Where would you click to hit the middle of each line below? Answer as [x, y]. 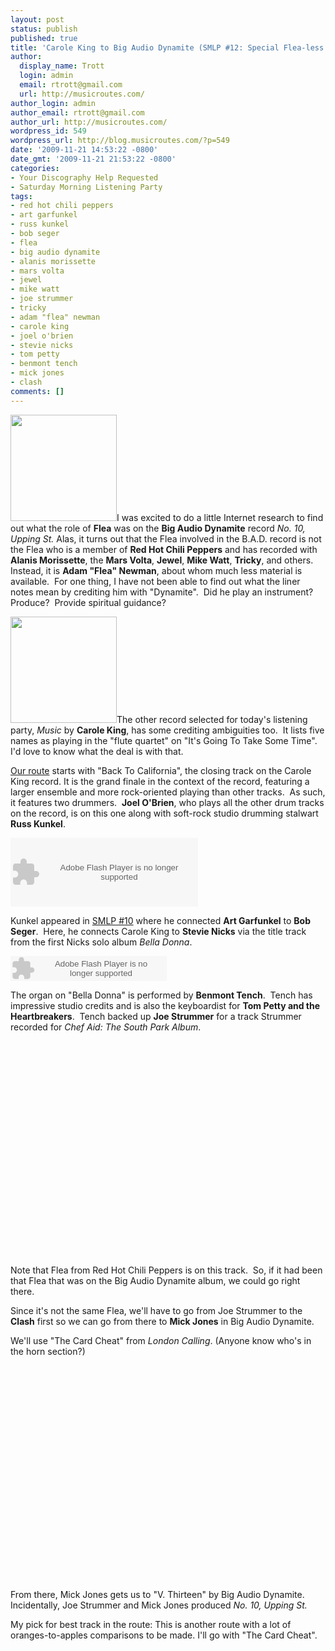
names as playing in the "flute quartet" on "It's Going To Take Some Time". [164, 740]
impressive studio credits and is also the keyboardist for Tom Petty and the [165, 1005]
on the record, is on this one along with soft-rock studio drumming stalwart [164, 813]
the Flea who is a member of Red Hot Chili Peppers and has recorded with [164, 549]
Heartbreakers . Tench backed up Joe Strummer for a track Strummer [156, 1016]
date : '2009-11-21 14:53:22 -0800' [84, 150]
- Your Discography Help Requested [84, 177]
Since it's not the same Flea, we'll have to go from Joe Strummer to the [156, 1310]
